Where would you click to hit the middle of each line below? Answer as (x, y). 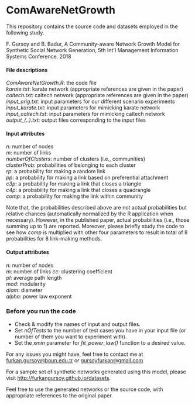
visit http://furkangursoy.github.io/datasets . (59, 377)
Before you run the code (41, 311)
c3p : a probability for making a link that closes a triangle (74, 184)
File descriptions (27, 70)
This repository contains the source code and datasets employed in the (92, 26)
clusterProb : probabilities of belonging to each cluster (71, 165)
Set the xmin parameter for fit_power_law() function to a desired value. (100, 342)
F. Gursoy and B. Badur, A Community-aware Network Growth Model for (93, 44)
